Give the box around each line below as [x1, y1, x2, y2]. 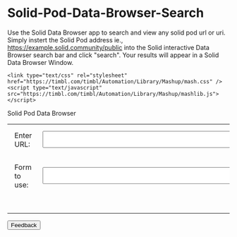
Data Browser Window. [7, 58, 74, 66]
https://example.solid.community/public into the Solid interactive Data [7, 43, 210, 51]
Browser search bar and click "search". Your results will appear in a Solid [7, 51, 219, 59]
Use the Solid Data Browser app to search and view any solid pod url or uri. [7, 28, 226, 37]
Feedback [11, 221, 37, 229]
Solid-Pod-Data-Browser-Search [7, 5, 205, 21]
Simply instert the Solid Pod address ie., [7, 35, 123, 44]
